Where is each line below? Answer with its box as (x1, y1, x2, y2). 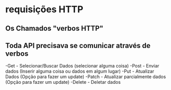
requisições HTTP (5, 4, 84, 15)
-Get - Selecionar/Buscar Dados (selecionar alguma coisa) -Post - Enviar (5, 63, 160, 69)
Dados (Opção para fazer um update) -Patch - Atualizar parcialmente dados (5, 74, 166, 80)
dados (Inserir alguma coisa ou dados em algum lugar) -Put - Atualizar (5, 68, 155, 75)
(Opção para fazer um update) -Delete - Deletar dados (5, 79, 121, 85)
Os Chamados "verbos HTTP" (5, 24, 104, 33)
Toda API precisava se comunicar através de (5, 41, 150, 50)
